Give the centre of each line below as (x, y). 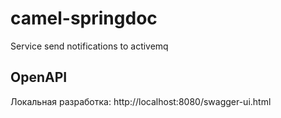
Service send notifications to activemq (89, 46)
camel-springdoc (84, 18)
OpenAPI (39, 77)
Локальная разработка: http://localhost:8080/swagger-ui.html (141, 101)
